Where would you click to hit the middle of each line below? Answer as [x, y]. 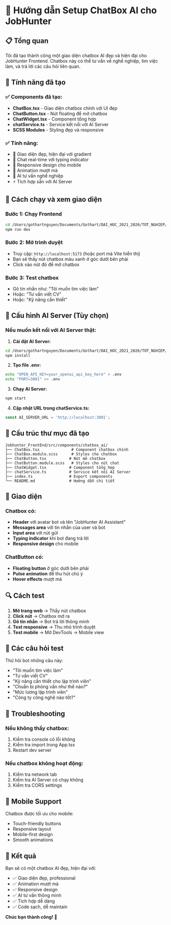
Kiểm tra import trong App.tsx [44, 745]
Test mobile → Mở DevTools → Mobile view [58, 632]
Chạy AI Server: [30, 389]
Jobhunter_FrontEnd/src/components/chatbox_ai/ [57, 445]
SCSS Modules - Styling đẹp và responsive [58, 130]
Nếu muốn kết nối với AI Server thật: [51, 330]
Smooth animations [33, 840]
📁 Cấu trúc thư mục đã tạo [47, 433]
